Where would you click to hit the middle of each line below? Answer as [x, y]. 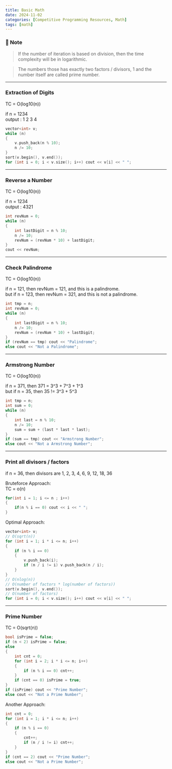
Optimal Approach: [25, 522]
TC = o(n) [15, 489]
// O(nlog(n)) [20, 579]
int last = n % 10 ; [35, 420]
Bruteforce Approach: [28, 483]
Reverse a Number [29, 180]
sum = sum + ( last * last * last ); [52, 430]
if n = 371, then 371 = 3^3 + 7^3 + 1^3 [44, 386]
